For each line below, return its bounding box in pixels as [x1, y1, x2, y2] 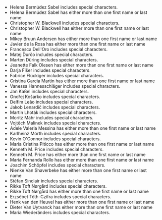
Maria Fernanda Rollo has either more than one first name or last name [9, 157, 154, 163]
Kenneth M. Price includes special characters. [9, 146, 104, 152]
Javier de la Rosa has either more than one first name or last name [9, 41, 146, 47]
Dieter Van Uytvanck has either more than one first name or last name [9, 204, 153, 210]
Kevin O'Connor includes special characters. [9, 136, 101, 142]
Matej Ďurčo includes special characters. [9, 52, 94, 57]
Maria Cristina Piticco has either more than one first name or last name [9, 141, 155, 147]
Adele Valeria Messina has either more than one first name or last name [9, 125, 156, 131]
